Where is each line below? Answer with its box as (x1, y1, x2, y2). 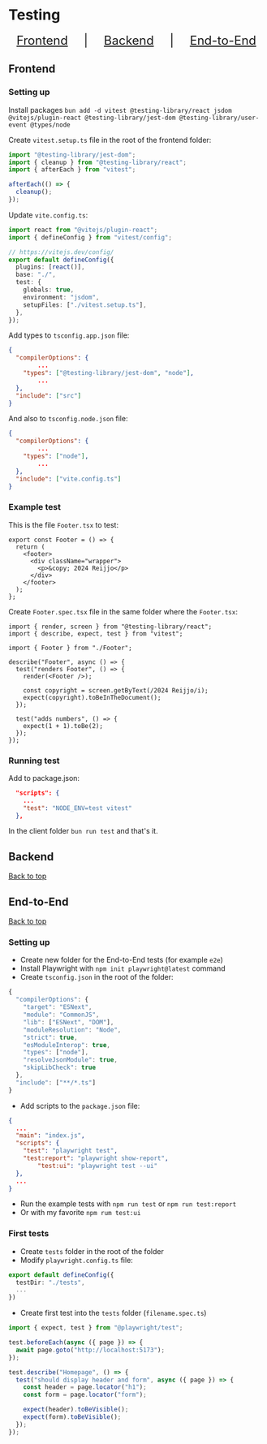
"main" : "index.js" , (15, 1131, 85, 1140)
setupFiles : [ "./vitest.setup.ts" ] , (23, 300, 148, 309)
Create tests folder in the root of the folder (19, 1246, 164, 1256)
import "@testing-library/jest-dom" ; (8, 150, 136, 159)
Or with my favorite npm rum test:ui (19, 1208, 141, 1218)
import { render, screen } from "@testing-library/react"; (8, 623, 213, 631)
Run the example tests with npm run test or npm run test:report (19, 1199, 237, 1209)
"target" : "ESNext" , (23, 1003, 93, 1011)
